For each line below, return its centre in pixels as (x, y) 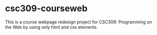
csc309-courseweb (46, 9)
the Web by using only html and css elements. (51, 27)
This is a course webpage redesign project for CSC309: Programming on (79, 22)
